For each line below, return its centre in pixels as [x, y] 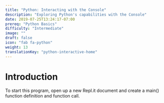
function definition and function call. [43, 96]
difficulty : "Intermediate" [35, 29]
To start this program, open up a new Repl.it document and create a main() [82, 90]
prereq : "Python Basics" [31, 24]
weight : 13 [17, 47]
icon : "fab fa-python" [29, 43]
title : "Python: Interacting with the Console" [56, 10]
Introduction [32, 77]
